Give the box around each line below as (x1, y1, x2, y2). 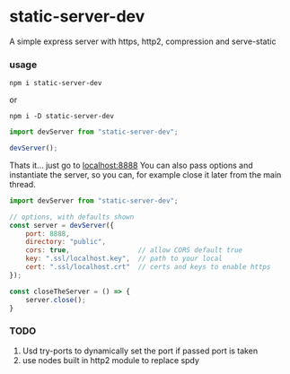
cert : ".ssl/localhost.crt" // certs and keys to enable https (25, 263, 271, 272)
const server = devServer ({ (9, 221, 115, 230)
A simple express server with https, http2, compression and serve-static (9, 36, 277, 47)
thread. (9, 178, 36, 189)
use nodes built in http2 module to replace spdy (22, 354, 200, 365)
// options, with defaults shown (9, 213, 135, 222)
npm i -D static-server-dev (9, 112, 115, 121)
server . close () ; (25, 295, 87, 304)
